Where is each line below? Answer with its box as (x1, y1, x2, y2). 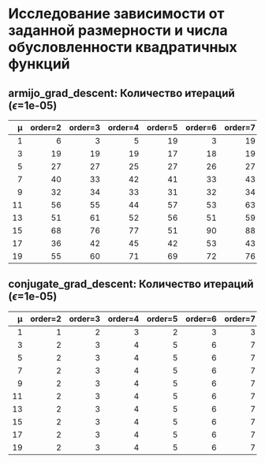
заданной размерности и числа (8, 21, 228, 39)
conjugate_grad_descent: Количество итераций (8, 278, 254, 291)
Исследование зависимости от (8, 5, 225, 23)
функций (8, 55, 71, 73)
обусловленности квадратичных (8, 39, 238, 56)
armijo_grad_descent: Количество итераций (8, 86, 235, 99)
